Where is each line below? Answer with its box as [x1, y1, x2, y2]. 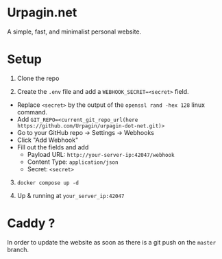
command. [16, 108, 48, 116]
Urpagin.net [7, 5, 77, 21]
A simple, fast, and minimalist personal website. [7, 27, 142, 36]
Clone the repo [16, 74, 60, 82]
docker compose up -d [16, 180, 79, 186]
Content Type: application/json [27, 158, 119, 166]
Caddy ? [7, 216, 56, 231]
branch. [7, 245, 29, 254]
